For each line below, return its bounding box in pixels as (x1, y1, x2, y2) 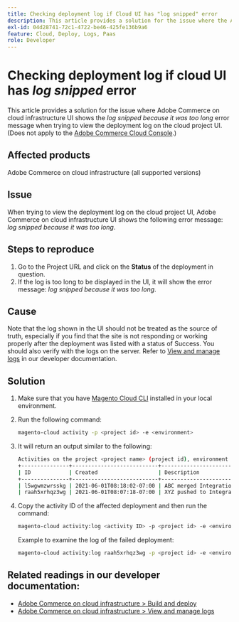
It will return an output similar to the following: (17, 442, 152, 450)
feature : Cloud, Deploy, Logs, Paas (7, 30, 116, 38)
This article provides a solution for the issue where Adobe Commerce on (7, 106, 221, 114)
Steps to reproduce (7, 243, 95, 256)
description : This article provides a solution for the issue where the (7, 17, 228, 24)
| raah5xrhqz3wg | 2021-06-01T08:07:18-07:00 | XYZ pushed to (17, 488, 206, 496)
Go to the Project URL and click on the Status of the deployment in (17, 262, 213, 271)
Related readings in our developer (7, 569, 161, 581)
